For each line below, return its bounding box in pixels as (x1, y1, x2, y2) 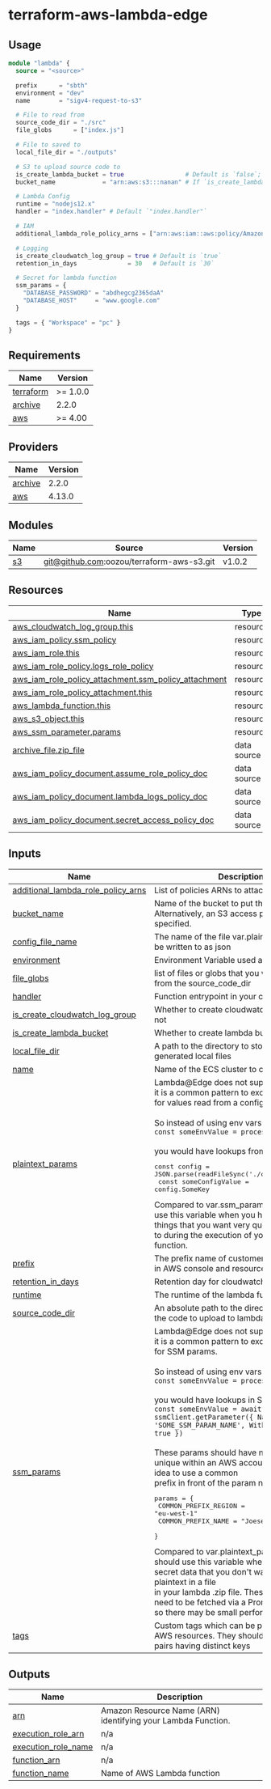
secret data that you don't (154, 1566, 252, 1577)
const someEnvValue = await (154, 1404, 262, 1414)
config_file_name (12, 936, 77, 947)
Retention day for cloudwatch (154, 1276, 266, 1287)
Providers (8, 439, 59, 454)
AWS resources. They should (154, 1630, 265, 1641)
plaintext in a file (154, 1576, 216, 1588)
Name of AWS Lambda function (100, 1768, 220, 1779)
